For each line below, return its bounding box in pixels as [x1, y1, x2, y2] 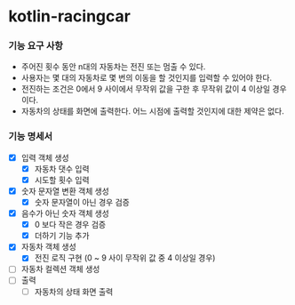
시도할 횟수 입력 [34, 174, 90, 185]
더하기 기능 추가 [34, 230, 90, 241]
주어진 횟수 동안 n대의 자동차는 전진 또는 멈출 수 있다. [20, 61, 206, 72]
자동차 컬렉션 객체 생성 [20, 264, 100, 275]
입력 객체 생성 [20, 152, 69, 163]
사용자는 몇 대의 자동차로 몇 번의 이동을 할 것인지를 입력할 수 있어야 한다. [20, 73, 273, 84]
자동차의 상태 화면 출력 [34, 286, 114, 297]
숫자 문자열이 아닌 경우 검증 [34, 197, 130, 208]
